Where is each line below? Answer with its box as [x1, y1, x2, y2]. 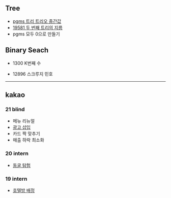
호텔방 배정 [12, 187, 35, 193]
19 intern [5, 175, 27, 182]
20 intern [5, 150, 29, 157]
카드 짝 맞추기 [12, 130, 40, 137]
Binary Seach [5, 46, 49, 55]
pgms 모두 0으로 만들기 [12, 30, 60, 37]
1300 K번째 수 [12, 60, 41, 66]
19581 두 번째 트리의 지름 [12, 24, 63, 30]
